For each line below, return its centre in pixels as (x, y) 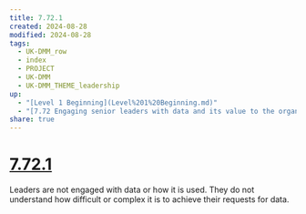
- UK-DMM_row (42, 52)
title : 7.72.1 (36, 18)
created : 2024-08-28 (49, 26)
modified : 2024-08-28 (51, 35)
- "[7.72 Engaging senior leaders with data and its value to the (146, 111)
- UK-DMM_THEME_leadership (69, 86)
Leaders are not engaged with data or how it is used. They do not (132, 190)
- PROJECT (36, 69)
